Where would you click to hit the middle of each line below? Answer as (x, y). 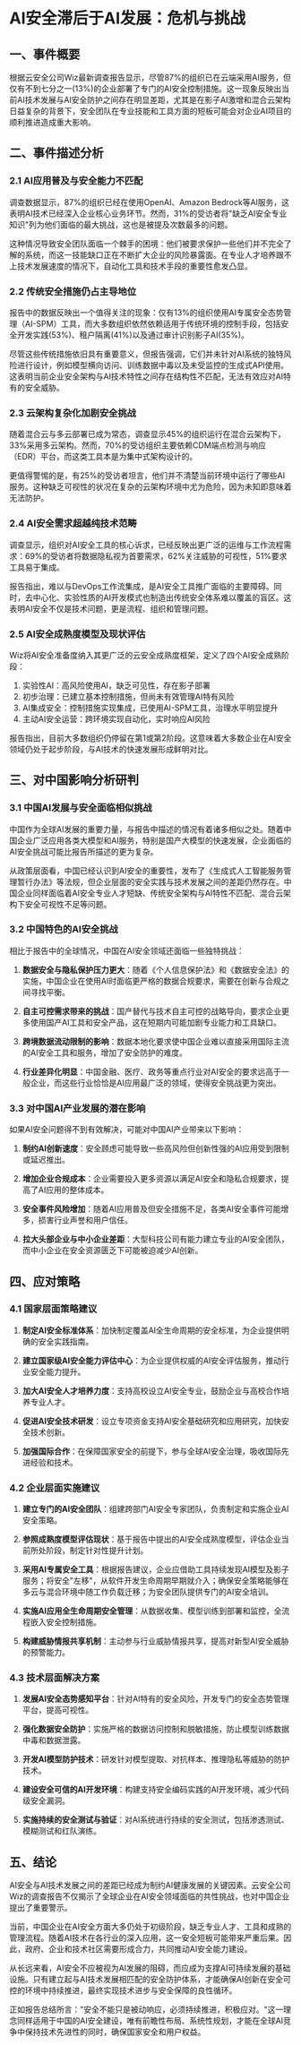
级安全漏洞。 (46, 1800)
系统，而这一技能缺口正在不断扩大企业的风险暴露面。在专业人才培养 (150, 254)
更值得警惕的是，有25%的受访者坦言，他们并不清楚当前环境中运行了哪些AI (147, 476)
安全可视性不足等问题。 (68, 904)
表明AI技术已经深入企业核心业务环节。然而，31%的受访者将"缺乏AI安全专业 (148, 213)
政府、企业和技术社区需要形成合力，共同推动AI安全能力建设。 (138, 1949)
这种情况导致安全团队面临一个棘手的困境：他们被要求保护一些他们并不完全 (146, 244)
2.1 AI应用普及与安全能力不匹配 (76, 181)
